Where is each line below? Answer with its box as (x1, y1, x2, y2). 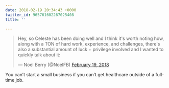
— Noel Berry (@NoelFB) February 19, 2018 (17, 62, 109, 68)
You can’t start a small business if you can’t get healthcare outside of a (5, 72, 155, 78)
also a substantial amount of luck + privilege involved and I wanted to (17, 47, 164, 53)
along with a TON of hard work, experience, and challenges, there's (17, 41, 160, 47)
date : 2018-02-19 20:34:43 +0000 (5, 7, 77, 13)
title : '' (5, 17, 27, 22)
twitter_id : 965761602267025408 (5, 12, 74, 17)
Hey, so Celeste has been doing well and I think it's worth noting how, (17, 35, 164, 41)
